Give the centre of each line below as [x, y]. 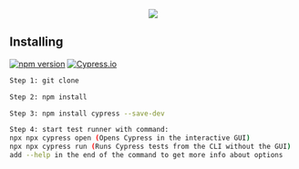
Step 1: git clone [44, 80]
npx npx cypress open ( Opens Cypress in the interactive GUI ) [130, 138]
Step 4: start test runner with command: [89, 130]
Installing [36, 42]
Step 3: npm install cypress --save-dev [88, 114]
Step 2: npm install [49, 97]
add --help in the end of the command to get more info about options [146, 155]
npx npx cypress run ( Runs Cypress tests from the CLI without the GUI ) [150, 147]
